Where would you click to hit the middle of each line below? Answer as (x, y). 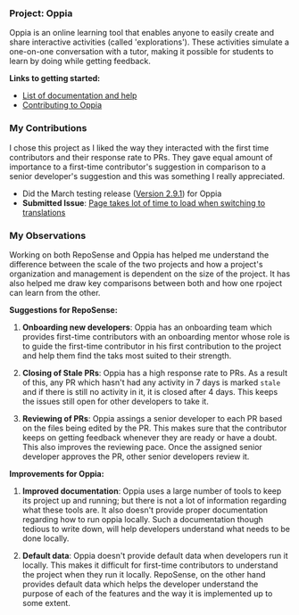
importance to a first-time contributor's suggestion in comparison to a (137, 167)
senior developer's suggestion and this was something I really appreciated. (147, 176)
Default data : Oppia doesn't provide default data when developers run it (155, 555)
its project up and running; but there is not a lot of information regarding (154, 500)
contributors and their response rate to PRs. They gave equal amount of (141, 157)
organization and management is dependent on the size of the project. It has (150, 274)
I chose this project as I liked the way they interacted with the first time (139, 148)
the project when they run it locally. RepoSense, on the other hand (144, 574)
